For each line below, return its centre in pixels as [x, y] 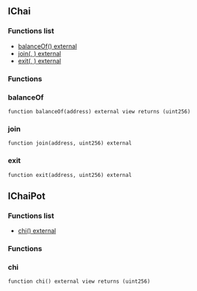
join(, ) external [39, 53]
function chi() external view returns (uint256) [79, 282]
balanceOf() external [47, 46]
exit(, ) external [39, 61]
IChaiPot [27, 196]
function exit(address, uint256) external [70, 175]
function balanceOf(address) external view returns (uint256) [99, 111]
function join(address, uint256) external [70, 143]
